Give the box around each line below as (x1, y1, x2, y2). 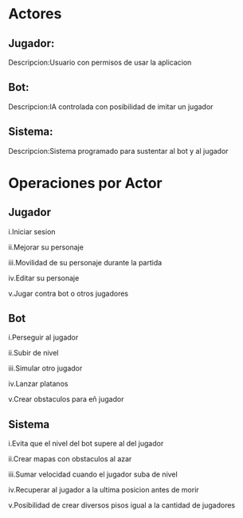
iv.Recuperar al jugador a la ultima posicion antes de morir (8, 485, 199, 495)
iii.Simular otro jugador (8, 363, 83, 373)
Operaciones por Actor (8, 174, 163, 192)
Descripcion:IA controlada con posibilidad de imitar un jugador (8, 101, 214, 112)
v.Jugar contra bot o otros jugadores (8, 288, 129, 298)
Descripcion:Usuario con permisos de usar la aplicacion (8, 57, 192, 67)
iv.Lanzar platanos (8, 379, 69, 389)
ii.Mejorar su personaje (8, 242, 84, 252)
